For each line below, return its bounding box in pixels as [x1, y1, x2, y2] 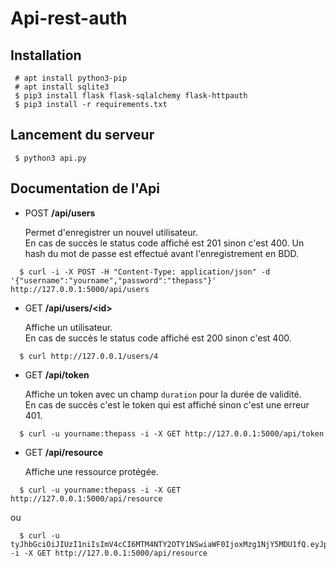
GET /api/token [24, 368, 90, 381]
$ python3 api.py [14, 153, 87, 163]
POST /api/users [24, 207, 96, 219]
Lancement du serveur [10, 127, 155, 144]
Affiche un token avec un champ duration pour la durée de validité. [24, 388, 302, 400]
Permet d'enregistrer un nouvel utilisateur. [24, 226, 198, 238]
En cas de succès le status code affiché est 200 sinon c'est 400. [24, 332, 292, 344]
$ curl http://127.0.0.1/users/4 [19, 351, 159, 361]
